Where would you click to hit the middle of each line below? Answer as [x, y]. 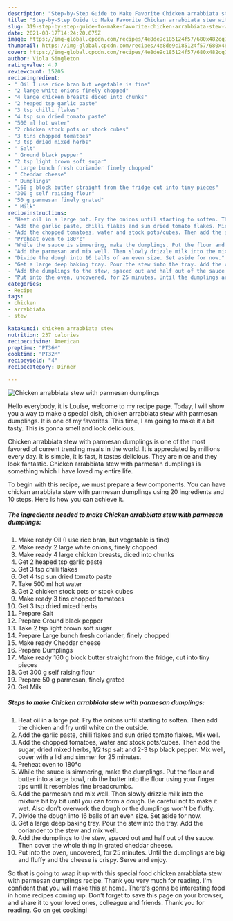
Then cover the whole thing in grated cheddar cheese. [95, 845]
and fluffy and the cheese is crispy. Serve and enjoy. [93, 859]
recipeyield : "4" [33, 361]
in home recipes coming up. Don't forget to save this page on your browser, [115, 895]
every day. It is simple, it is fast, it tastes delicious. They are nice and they [112, 456]
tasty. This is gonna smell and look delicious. [72, 428]
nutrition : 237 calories [44, 335]
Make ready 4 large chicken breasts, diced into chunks [96, 554]
